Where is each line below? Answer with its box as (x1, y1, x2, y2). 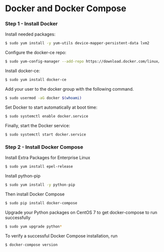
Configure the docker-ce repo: (5, 50, 67, 56)
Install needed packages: (5, 31, 56, 37)
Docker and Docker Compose (5, 3, 126, 14)
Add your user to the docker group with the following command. (5, 86, 134, 92)
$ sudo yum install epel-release (5, 164, 73, 169)
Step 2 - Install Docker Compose (5, 143, 83, 150)
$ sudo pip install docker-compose (5, 200, 78, 205)
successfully (5, 214, 31, 220)
